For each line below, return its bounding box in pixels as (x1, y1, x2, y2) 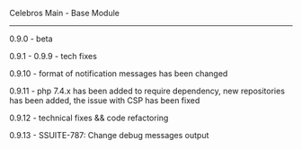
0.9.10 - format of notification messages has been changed (9, 68, 228, 79)
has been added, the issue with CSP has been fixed (9, 95, 200, 106)
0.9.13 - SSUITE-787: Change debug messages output (9, 130, 209, 140)
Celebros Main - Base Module (9, 8, 120, 18)
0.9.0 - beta (9, 33, 53, 44)
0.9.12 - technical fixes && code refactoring (9, 112, 169, 123)
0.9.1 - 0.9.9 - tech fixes (9, 51, 97, 61)
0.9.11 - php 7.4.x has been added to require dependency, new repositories (9, 85, 286, 96)
